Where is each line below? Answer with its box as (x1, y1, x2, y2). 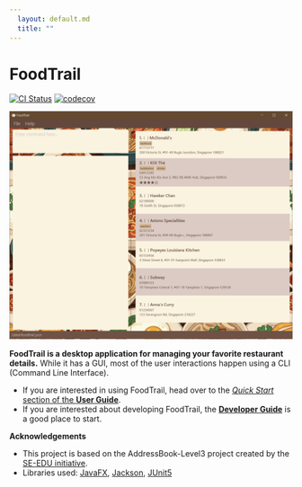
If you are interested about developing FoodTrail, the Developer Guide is (22, 404, 291, 414)
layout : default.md (17, 14, 91, 23)
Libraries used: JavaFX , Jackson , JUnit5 (22, 467, 173, 478)
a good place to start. (22, 413, 102, 424)
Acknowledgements (9, 431, 87, 441)
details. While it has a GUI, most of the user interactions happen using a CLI (9, 358, 290, 368)
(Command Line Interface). (9, 367, 110, 377)
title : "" (17, 23, 54, 33)
